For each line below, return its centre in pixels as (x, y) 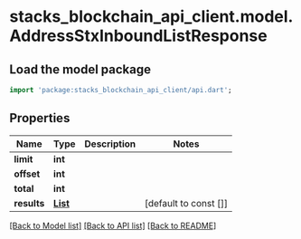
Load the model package (80, 69)
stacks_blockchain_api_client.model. (151, 17)
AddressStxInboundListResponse (139, 36)
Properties (40, 118)
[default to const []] (186, 203)
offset (27, 174)
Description (110, 144)
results (29, 203)
